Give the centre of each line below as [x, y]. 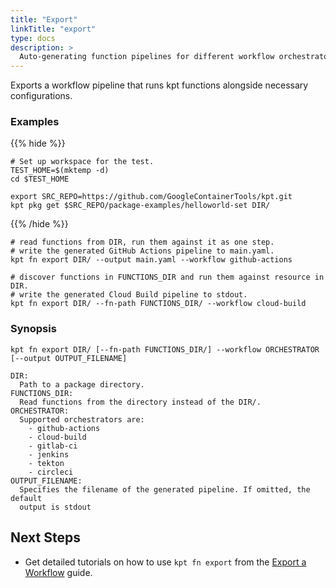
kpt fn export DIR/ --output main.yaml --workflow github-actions [151, 260]
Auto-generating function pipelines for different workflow [147, 57]
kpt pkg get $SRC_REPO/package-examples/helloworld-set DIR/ [140, 206]
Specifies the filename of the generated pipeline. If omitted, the [165, 489]
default [26, 498]
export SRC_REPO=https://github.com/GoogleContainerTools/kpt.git [151, 197]
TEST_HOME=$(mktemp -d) [60, 171]
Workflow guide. [58, 572]
